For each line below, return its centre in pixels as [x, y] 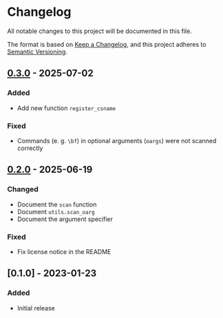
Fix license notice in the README [64, 251]
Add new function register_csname [66, 108]
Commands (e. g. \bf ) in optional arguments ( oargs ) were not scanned [117, 140]
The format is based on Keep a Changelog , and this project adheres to [107, 44]
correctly [30, 148]
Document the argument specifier [65, 219]
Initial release [36, 308]
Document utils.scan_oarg [56, 211]
